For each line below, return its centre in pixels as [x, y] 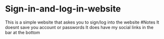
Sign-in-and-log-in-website [63, 9]
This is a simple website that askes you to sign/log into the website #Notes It [82, 22]
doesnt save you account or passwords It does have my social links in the [79, 27]
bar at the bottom [23, 32]
